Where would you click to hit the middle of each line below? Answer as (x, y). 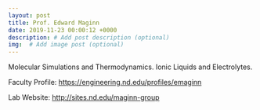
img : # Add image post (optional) (66, 45)
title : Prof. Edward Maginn (54, 23)
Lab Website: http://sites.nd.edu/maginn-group (84, 97)
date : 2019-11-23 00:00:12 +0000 (63, 30)
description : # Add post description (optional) (89, 37)
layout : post (29, 15)
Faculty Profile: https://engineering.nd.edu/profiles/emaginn (105, 82)
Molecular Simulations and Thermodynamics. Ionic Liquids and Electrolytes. (130, 67)
